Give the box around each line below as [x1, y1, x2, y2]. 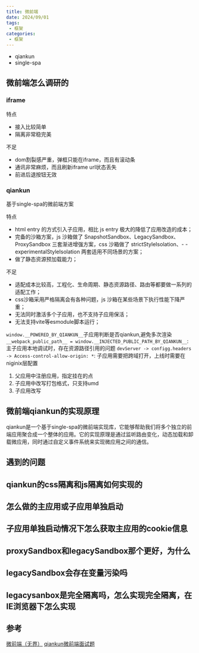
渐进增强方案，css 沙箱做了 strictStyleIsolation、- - [62, 240, 188, 247]
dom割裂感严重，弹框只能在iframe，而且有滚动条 [14, 156, 135, 163]
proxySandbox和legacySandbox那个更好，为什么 [6, 546, 191, 556]
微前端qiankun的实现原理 [6, 406, 100, 416]
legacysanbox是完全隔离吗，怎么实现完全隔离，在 [6, 590, 192, 600]
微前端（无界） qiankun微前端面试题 [6, 640, 95, 648]
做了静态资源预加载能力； [14, 255, 78, 262]
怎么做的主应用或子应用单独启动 [6, 502, 124, 512]
